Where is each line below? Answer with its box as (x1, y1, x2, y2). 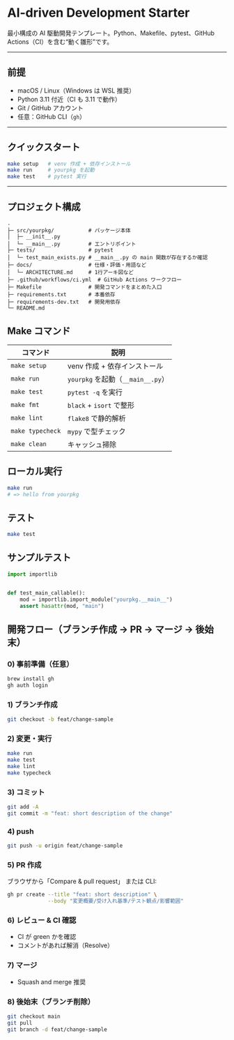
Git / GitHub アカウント (17, 103, 84, 112)
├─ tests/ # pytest (7, 247, 114, 254)
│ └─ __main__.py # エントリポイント (7, 240, 136, 247)
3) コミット (7, 787, 45, 797)
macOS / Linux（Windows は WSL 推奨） (17, 86, 136, 95)
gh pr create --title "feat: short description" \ (7, 891, 157, 898)
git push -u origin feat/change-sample (7, 842, 123, 850)
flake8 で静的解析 (67, 413, 126, 423)
